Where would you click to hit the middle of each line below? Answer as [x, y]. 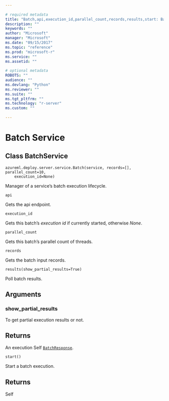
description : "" [22, 24]
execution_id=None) [35, 177]
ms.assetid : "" [21, 61]
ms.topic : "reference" [29, 47]
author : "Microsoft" [27, 33]
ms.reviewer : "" [22, 89]
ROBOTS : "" [17, 75]
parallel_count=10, [26, 172]
